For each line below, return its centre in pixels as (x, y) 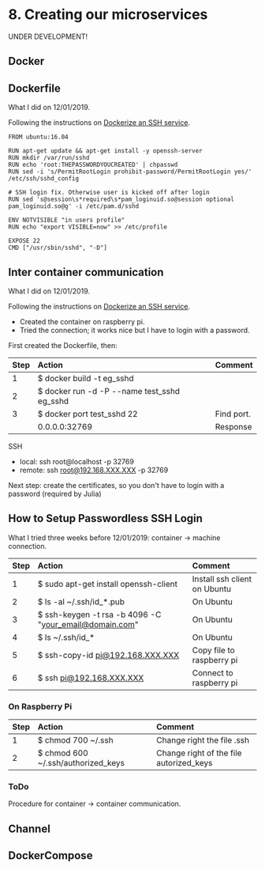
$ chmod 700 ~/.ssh (75, 740)
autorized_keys (185, 763)
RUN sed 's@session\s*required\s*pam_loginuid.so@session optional (121, 199)
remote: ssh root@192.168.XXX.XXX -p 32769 (94, 470)
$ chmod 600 (63, 753)
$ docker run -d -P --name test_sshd (108, 391)
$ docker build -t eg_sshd (86, 378)
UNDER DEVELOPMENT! (48, 36)
